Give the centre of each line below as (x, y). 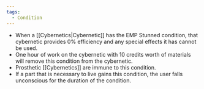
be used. (26, 48)
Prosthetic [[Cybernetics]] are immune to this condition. (85, 67)
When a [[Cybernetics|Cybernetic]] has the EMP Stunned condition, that (106, 35)
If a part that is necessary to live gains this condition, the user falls (99, 74)
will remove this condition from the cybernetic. (74, 61)
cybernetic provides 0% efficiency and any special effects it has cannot (106, 41)
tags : (13, 12)
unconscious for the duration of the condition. (73, 80)
